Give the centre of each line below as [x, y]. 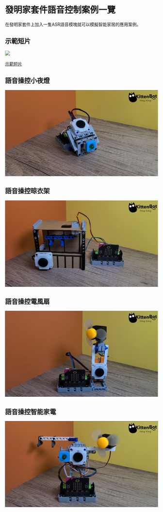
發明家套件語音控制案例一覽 [60, 10]
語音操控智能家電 [31, 412]
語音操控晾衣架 [27, 191]
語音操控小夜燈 [27, 81]
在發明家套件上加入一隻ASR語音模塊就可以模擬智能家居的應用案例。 [73, 24]
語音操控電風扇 [27, 302]
